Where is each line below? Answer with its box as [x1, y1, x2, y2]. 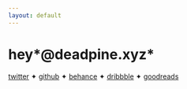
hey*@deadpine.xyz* [8, 45, 155, 63]
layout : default [8, 11, 62, 20]
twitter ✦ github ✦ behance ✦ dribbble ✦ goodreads [8, 72, 179, 81]
